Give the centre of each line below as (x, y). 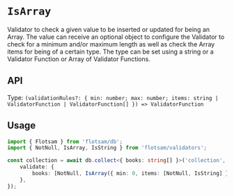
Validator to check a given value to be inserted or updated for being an (109, 29)
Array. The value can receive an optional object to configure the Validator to (116, 37)
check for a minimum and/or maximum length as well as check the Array (111, 44)
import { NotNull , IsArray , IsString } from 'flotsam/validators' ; (107, 148)
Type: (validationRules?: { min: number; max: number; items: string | (113, 97)
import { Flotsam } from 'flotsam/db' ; (65, 141)
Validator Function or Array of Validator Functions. (79, 59)
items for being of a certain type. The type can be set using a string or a (110, 51)
